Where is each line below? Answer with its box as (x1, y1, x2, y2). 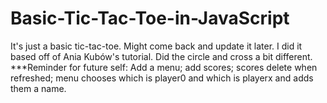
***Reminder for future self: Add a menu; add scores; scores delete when (10, 61, 318, 73)
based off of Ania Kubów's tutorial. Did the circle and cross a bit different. (10, 50, 313, 62)
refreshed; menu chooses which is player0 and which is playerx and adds (10, 72, 314, 84)
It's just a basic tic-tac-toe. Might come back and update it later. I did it (10, 40, 303, 52)
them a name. (10, 82, 67, 94)
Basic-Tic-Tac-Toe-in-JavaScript (10, 7, 290, 30)
